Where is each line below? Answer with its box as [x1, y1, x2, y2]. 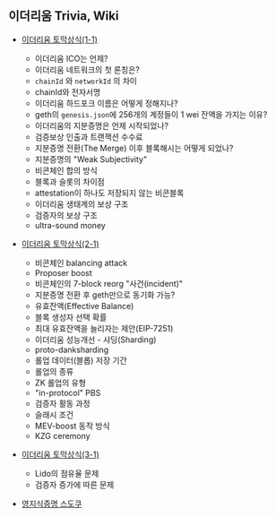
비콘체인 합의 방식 [34, 165, 98, 176]
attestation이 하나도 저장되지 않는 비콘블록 [34, 187, 185, 198]
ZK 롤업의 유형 [34, 377, 87, 388]
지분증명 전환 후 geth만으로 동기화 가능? [34, 289, 176, 300]
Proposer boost [34, 267, 93, 278]
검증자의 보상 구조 [34, 210, 98, 220]
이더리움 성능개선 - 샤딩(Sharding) [34, 334, 157, 345]
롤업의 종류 [34, 366, 73, 376]
